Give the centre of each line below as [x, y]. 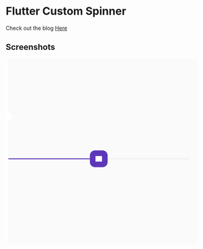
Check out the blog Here [37, 28]
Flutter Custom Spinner [66, 11]
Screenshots [30, 47]
